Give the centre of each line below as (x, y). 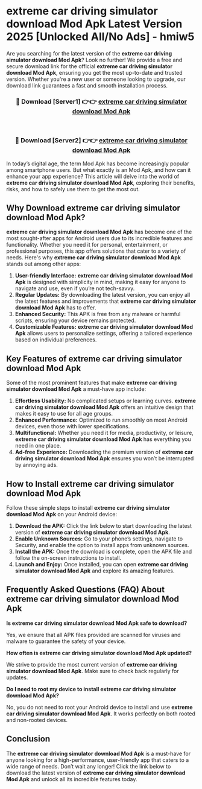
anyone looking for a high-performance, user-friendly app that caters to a (98, 760)
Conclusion (28, 739)
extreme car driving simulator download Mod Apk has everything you (103, 439)
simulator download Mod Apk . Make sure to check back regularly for (93, 671)
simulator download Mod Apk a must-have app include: (76, 389)
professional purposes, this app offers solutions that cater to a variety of (96, 251)
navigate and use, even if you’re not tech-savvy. (75, 288)
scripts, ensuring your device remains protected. (75, 320)
